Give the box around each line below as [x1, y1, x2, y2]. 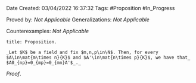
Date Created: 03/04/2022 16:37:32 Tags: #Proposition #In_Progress [6, 5, 175, 11]
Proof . [6, 70, 22, 77]
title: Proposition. [6, 39, 58, 45]
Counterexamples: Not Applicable [6, 28, 89, 34]
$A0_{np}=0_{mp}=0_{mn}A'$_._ [6, 60, 82, 66]
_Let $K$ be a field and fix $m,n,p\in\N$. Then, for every [6, 49, 159, 55]
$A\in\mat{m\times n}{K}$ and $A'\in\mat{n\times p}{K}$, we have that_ [6, 55, 191, 60]
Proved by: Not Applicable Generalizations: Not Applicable [6, 16, 150, 23]
